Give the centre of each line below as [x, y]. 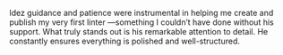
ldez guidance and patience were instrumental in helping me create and [141, 13]
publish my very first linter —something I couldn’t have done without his [142, 22]
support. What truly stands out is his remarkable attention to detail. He [139, 31]
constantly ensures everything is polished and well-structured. [124, 41]
